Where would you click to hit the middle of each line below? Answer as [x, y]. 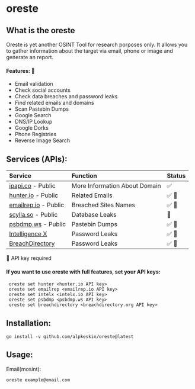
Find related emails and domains [54, 103]
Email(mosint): [24, 369]
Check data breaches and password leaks [66, 97]
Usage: [20, 355]
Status [176, 176]
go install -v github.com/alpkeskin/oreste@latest [70, 337]
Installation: [29, 323]
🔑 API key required [29, 258]
